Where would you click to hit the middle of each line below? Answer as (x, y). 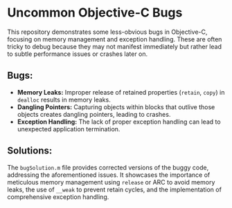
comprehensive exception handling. (58, 197)
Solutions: (30, 151)
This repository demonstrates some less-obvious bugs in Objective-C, (107, 32)
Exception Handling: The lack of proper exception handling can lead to (119, 122)
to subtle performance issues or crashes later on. (78, 54)
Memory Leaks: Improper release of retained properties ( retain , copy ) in (121, 92)
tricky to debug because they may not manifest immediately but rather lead (114, 46)
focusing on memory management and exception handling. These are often (115, 39)
